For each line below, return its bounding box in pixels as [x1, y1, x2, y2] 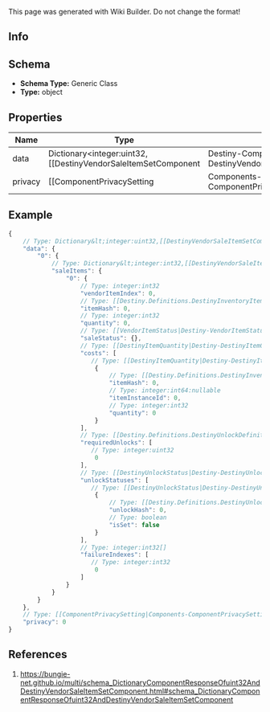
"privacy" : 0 [22, 618, 67, 626]
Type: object [19, 88, 63, 97]
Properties [8, 110, 63, 124]
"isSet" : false [108, 521, 160, 529]
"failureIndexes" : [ [80, 550, 149, 559]
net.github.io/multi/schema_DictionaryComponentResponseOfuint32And [19, 677, 261, 687]
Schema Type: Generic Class [19, 79, 118, 88]
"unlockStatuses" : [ [80, 476, 149, 485]
